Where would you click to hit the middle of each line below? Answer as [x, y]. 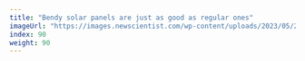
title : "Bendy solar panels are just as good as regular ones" [132, 17]
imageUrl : [28, 26]
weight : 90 [30, 43]
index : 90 [28, 34]
